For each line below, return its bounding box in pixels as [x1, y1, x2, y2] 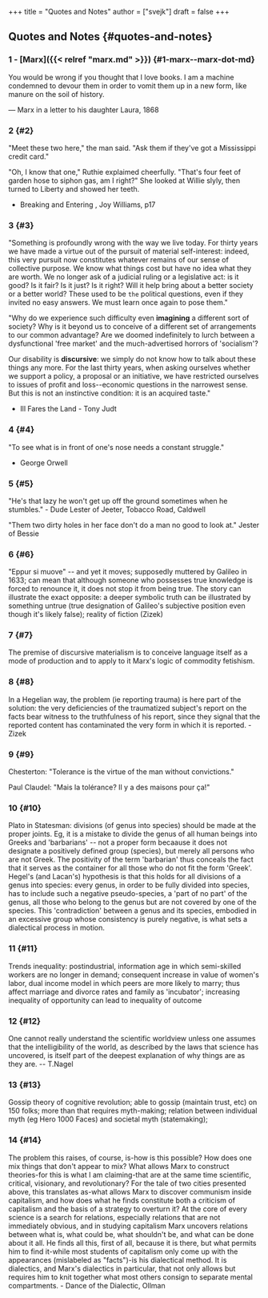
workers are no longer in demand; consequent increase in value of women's [8, 970, 260, 980]
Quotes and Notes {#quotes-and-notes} [8, 30, 214, 43]
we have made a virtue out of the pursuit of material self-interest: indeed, [8, 246, 250, 256]
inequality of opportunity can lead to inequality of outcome [8, 995, 202, 1005]
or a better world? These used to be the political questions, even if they [8, 289, 244, 299]
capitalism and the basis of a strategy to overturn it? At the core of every [8, 1203, 248, 1214]
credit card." [8, 152, 50, 161]
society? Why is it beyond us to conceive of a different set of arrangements [8, 322, 257, 331]
